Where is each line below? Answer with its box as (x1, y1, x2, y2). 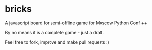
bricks (5, 3, 32, 15)
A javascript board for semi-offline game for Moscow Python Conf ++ (5, 20, 147, 26)
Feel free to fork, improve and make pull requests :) (5, 39, 110, 45)
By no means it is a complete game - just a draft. (5, 29, 104, 35)
